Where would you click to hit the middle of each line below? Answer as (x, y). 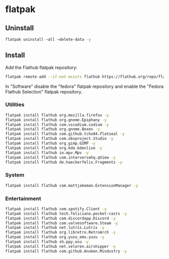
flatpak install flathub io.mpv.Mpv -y (47, 152)
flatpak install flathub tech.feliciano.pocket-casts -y (66, 214)
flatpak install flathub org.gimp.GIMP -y (50, 143)
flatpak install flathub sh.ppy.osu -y (47, 242)
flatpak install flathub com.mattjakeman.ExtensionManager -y (72, 185)
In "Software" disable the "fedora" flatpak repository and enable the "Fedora (84, 86)
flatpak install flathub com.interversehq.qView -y (60, 158)
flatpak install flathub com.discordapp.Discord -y (60, 218)
